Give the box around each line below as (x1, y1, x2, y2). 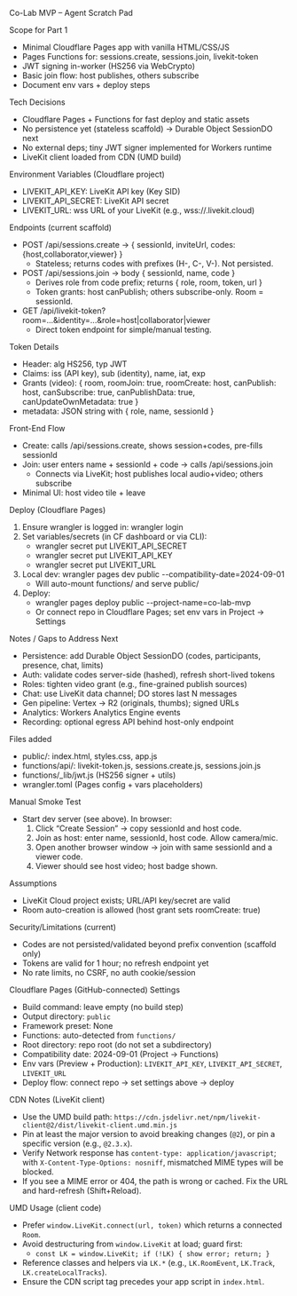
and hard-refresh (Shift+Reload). (21, 1185, 142, 1196)
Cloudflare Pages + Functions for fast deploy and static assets (21, 115, 250, 124)
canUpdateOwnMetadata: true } (21, 397, 139, 407)
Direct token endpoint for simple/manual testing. (35, 324, 212, 335)
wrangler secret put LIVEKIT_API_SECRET (35, 541, 188, 551)
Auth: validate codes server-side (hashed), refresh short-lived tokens (21, 669, 276, 680)
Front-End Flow (9, 423, 66, 433)
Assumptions (9, 878, 58, 889)
